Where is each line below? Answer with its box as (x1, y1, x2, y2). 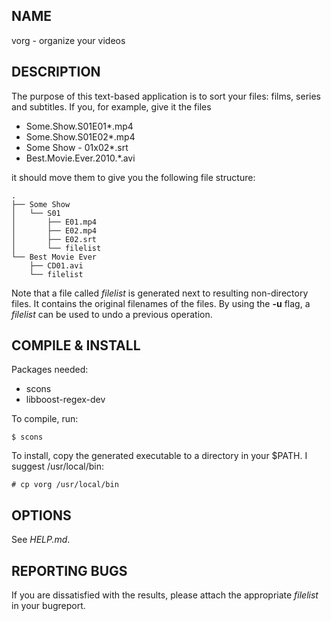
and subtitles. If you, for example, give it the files (11, 100, 212, 113)
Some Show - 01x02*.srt (25, 141, 129, 153)
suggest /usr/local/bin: (11, 460, 104, 473)
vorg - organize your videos (11, 34, 126, 46)
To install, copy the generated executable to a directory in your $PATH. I (11, 450, 308, 462)
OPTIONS (11, 507, 72, 524)
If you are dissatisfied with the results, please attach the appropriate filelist (11, 589, 319, 601)
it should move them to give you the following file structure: (11, 171, 256, 183)
